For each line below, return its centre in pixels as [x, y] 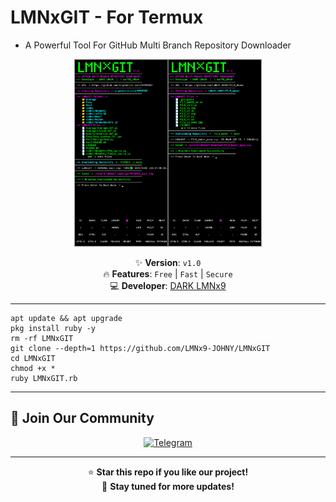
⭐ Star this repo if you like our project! [168, 472]
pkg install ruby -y [53, 328]
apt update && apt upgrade [66, 318]
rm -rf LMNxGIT [42, 338]
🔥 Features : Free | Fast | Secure [168, 273]
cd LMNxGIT [33, 358]
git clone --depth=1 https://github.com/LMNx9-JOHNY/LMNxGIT [140, 348]
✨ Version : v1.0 [168, 262]
